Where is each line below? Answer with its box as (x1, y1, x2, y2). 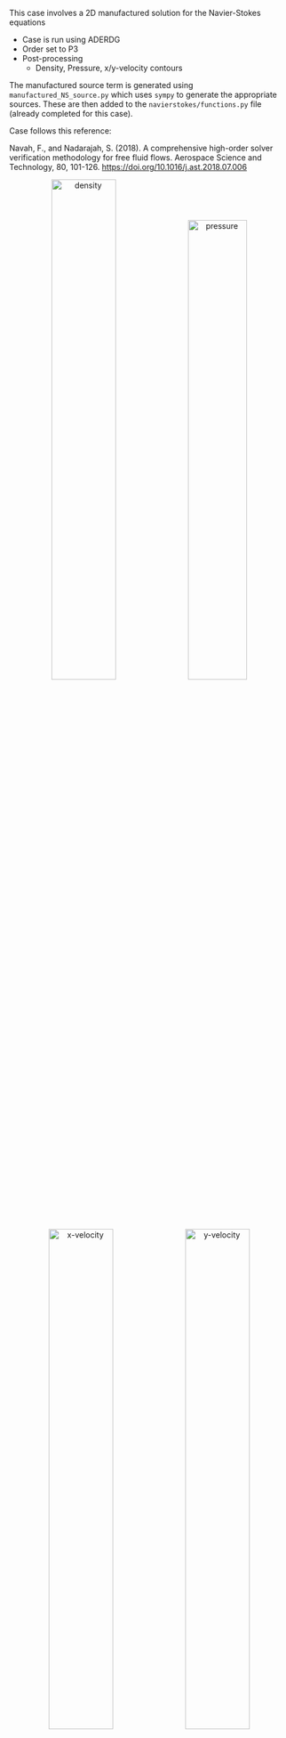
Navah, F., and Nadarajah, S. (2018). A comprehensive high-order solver (9, 142, 274, 153)
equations (9, 17, 46, 28)
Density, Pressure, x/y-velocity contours (35, 62, 183, 73)
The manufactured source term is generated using (9, 80, 194, 90)
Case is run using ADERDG (21, 35, 121, 45)
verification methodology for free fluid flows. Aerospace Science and (9, 152, 262, 163)
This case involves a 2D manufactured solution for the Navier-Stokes (9, 8, 261, 18)
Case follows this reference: (9, 126, 112, 136)
